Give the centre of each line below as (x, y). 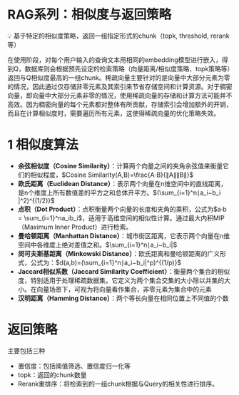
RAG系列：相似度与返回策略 (90, 15)
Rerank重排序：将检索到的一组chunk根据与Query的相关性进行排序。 (118, 384)
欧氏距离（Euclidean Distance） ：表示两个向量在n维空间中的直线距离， (122, 183)
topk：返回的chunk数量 (52, 374)
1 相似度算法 (43, 145)
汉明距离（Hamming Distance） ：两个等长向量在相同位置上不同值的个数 (123, 298)
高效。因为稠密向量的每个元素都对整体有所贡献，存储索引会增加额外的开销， (120, 104)
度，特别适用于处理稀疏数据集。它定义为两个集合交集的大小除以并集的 (121, 280)
